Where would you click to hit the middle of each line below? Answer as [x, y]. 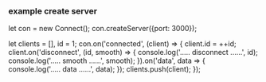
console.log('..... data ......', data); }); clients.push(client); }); [104, 69]
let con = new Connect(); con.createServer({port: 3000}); [103, 29]
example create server [53, 11]
